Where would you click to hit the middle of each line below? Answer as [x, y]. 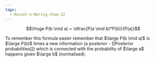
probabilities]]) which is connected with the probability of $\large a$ [75, 49]
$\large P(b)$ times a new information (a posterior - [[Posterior [69, 43]
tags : [11, 10]
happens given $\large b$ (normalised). [46, 54]
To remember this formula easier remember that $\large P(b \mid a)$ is [77, 38]
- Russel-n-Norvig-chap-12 [37, 14]
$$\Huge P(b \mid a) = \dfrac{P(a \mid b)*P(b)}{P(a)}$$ [83, 28]
